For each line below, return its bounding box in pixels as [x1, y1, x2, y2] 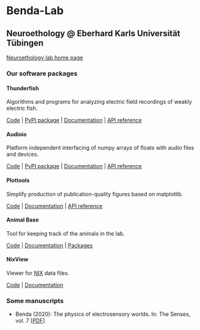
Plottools [6, 176, 30, 184]
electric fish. [6, 105, 38, 112]
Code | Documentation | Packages [6, 242, 93, 249]
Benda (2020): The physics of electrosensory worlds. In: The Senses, [15, 310, 191, 318]
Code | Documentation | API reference [6, 202, 103, 209]
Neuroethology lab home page [6, 54, 84, 61]
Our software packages [6, 69, 78, 77]
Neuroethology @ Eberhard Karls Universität [6, 28, 180, 39]
